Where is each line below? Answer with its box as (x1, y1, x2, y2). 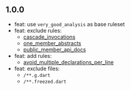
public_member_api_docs (23, 46, 86, 53)
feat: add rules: (14, 52, 52, 59)
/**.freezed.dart (23, 79, 67, 85)
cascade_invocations (23, 33, 76, 41)
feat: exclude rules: (14, 27, 62, 34)
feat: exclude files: (14, 65, 60, 72)
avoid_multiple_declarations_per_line (23, 58, 114, 66)
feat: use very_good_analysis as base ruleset (14, 20, 125, 27)
